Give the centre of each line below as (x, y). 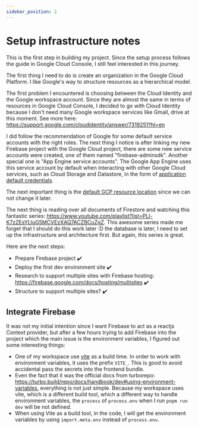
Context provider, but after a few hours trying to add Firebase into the (91, 332)
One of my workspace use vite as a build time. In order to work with (98, 357)
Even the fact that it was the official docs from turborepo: (85, 376)
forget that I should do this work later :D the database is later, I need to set (97, 228)
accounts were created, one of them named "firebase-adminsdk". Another (97, 155)
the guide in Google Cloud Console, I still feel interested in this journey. (93, 63)
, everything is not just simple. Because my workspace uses (111, 388)
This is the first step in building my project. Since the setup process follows (98, 58)
